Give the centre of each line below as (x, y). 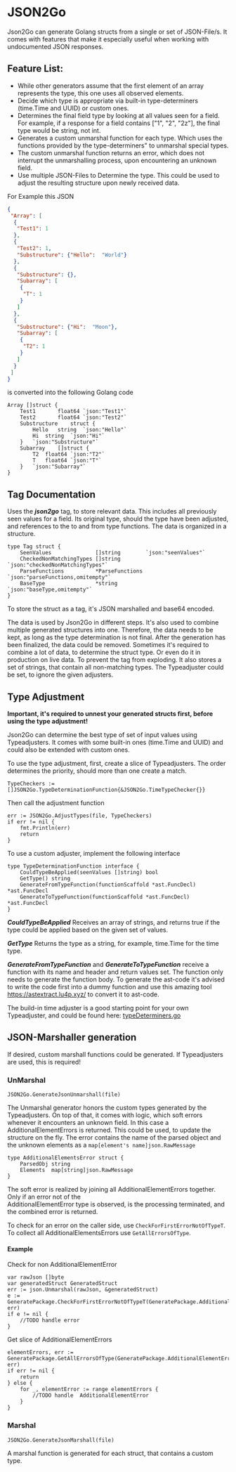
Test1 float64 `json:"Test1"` (74, 412)
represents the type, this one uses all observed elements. (100, 93)
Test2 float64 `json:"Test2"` (74, 418)
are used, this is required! (44, 1062)
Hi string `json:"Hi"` (69, 436)
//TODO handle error (50, 1321)
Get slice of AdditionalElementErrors (60, 1340)
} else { (20, 1383)
